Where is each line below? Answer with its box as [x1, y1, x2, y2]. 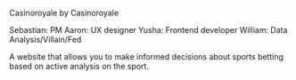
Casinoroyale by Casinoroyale [9, 8, 119, 18]
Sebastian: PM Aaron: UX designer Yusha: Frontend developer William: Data [9, 25, 288, 35]
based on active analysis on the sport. [9, 61, 150, 71]
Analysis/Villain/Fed [9, 35, 82, 44]
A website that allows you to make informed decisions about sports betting [9, 52, 284, 61]
